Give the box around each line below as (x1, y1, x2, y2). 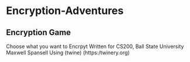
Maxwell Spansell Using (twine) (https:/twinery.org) (6, 49, 130, 56)
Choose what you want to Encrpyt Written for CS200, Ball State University (6, 43, 184, 50)
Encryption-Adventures (6, 4, 124, 18)
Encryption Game (6, 27, 71, 37)
